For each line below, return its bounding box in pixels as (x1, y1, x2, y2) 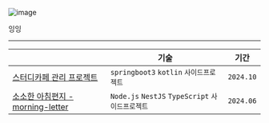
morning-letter (12, 101, 69, 112)
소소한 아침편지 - (12, 91, 74, 101)
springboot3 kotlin (110, 68, 183, 77)
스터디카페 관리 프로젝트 (12, 72, 98, 83)
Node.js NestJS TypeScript (110, 92, 210, 101)
